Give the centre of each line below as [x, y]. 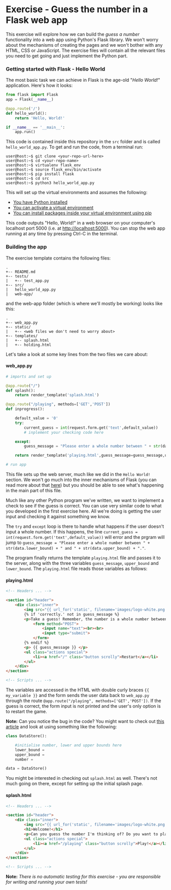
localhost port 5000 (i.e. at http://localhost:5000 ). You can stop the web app [85, 228]
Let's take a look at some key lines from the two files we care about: [77, 354]
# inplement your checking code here [64, 432]
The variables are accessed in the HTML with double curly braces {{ [77, 690]
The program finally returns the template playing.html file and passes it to [83, 558]
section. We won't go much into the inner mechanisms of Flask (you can [81, 480]
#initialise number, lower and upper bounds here [69, 745]
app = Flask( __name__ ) [30, 100]
